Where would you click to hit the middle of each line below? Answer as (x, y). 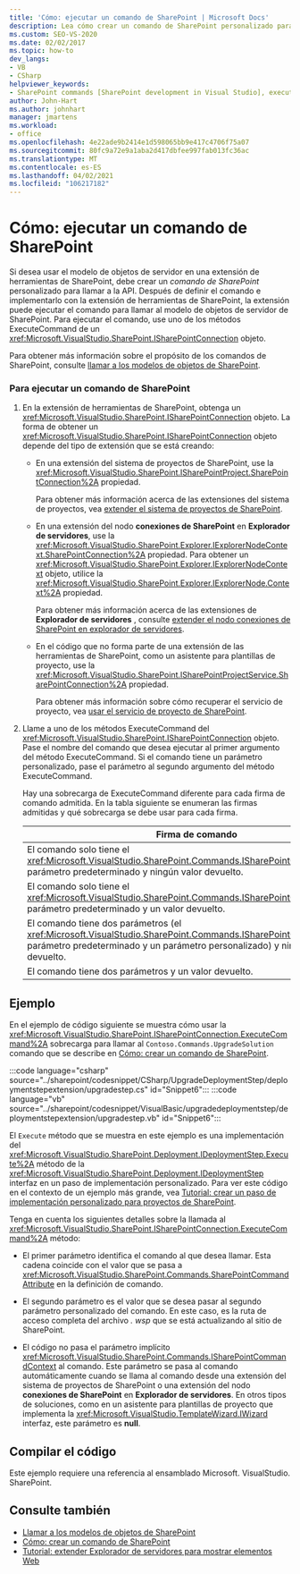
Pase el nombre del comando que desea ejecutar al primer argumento (151, 748)
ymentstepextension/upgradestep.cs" (79, 1090)
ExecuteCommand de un (54, 329)
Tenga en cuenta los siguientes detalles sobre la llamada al (117, 1219)
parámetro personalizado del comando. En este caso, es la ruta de (144, 1311)
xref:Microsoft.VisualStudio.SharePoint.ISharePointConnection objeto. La (156, 418)
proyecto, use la (65, 665)
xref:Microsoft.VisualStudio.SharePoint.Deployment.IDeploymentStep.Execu (149, 1155)
